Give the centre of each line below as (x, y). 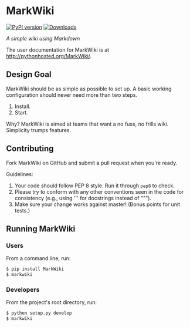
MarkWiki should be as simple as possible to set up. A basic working (89, 89)
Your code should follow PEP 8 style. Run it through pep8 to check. (94, 186)
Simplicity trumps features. (39, 130)
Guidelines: (20, 174)
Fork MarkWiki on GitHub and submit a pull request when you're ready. (92, 163)
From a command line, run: (38, 258)
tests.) (22, 210)
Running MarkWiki (41, 229)
